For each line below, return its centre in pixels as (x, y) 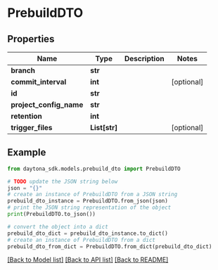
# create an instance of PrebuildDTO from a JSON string (92, 195)
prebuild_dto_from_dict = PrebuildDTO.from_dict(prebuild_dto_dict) (110, 246)
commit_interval (39, 82)
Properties (31, 39)
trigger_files (32, 128)
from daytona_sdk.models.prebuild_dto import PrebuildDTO (94, 169)
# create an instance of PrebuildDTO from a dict (82, 240)
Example (27, 153)
